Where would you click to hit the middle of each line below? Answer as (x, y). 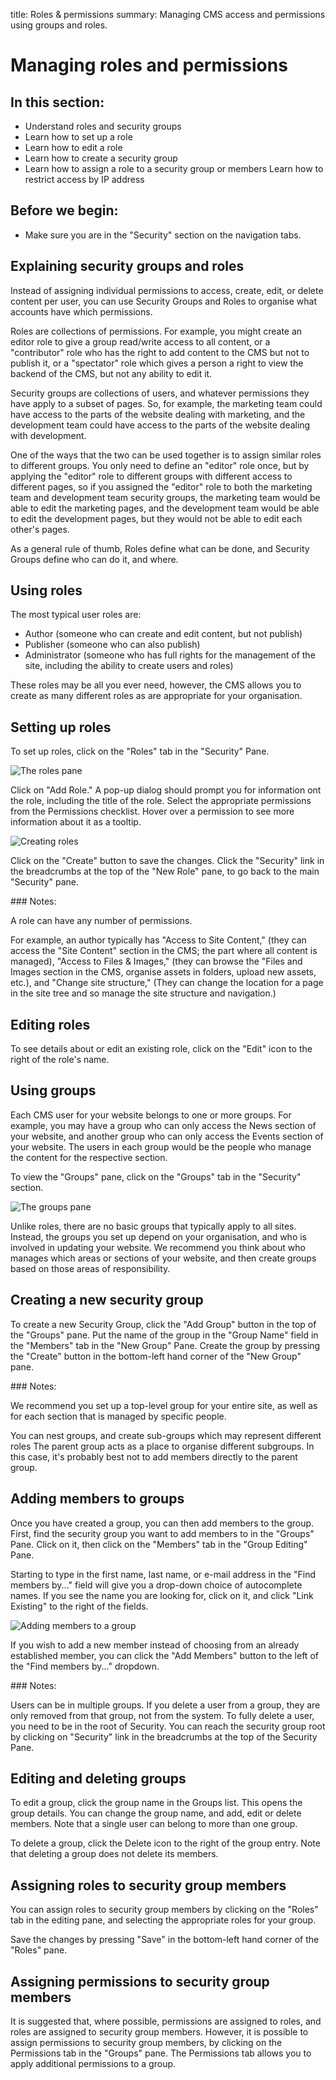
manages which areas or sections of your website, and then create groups (163, 1258)
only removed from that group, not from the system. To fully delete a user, (162, 1715)
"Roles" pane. (39, 1950)
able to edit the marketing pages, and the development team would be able (165, 508)
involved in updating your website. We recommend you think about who (158, 1247)
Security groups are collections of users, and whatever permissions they (160, 393)
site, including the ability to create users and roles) (129, 666)
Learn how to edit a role (73, 147)
